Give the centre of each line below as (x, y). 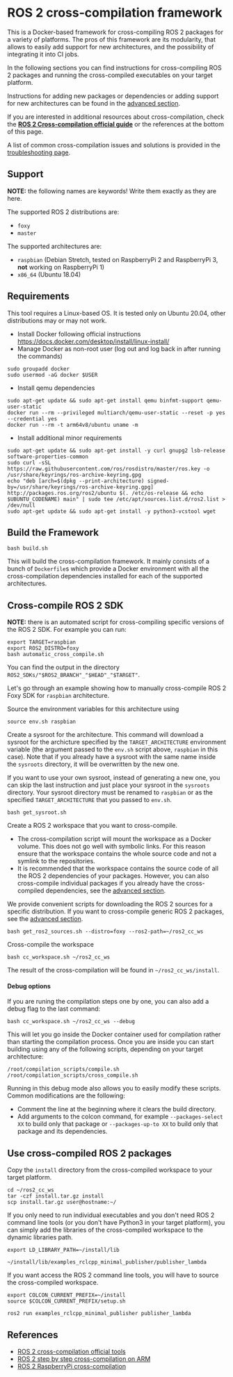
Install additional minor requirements (70, 438)
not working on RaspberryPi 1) (61, 267)
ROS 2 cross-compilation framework (115, 13)
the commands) (40, 356)
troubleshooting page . (39, 152)
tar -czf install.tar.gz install (56, 1196)
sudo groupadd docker (39, 369)
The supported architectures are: (55, 246)
